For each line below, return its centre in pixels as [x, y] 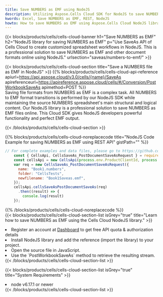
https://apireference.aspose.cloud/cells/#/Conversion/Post [97, 82]
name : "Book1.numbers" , [42, 169]
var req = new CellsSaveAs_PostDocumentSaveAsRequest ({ [72, 164]
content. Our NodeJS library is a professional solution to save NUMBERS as [81, 108]
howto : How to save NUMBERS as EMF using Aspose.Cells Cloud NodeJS [76, 23]
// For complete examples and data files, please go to [63, 151]
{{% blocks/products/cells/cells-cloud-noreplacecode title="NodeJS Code [80, 137]
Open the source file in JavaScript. [46, 250]
